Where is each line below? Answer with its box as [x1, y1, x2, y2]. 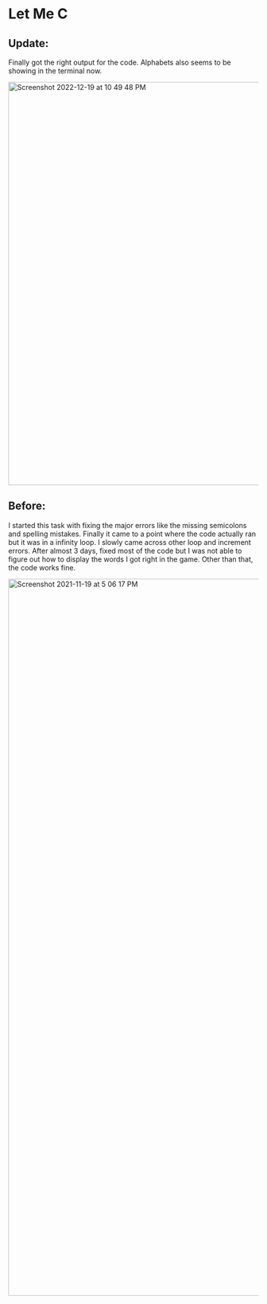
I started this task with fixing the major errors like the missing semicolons [8, 520, 247, 530]
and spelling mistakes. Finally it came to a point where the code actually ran [8, 529, 257, 538]
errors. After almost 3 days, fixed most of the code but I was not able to [8, 546, 242, 555]
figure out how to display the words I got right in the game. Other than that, [8, 554, 253, 564]
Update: [8, 37, 49, 50]
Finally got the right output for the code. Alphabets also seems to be [8, 57, 232, 67]
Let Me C [8, 5, 68, 23]
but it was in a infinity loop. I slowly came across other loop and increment [8, 537, 252, 546]
